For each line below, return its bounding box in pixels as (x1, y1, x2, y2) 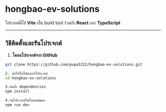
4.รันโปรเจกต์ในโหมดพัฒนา (5, 98, 45, 103)
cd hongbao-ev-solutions (5, 75, 56, 80)
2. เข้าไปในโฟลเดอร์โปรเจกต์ (5, 71, 48, 76)
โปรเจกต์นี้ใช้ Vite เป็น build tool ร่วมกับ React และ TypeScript (5, 20, 121, 26)
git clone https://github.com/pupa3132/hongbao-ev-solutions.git (5, 62, 142, 67)
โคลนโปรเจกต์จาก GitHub (12, 52, 58, 58)
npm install (5, 89, 30, 94)
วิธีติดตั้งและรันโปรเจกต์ (5, 39, 62, 47)
